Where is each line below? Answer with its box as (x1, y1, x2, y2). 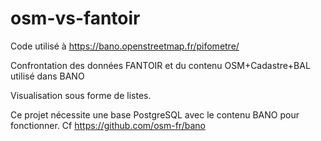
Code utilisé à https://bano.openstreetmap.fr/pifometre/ (10, 40, 240, 52)
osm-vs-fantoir (10, 7, 141, 30)
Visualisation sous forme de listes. (10, 89, 152, 101)
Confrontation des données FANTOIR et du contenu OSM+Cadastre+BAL (10, 59, 311, 71)
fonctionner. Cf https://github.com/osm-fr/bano (10, 119, 206, 131)
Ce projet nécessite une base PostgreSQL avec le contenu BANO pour (10, 108, 300, 121)
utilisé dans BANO (10, 70, 85, 82)
